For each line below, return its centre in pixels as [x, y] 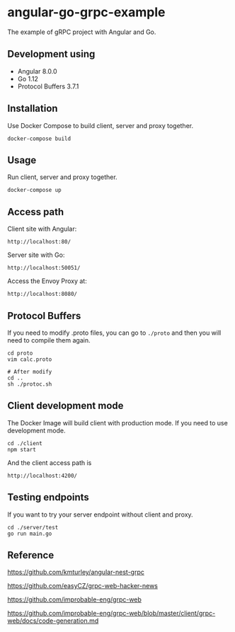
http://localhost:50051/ [44, 268]
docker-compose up [34, 190]
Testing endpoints [48, 497]
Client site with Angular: [42, 229]
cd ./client [25, 443]
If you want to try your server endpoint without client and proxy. [100, 515]
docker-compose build [39, 139]
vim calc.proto [30, 360]
